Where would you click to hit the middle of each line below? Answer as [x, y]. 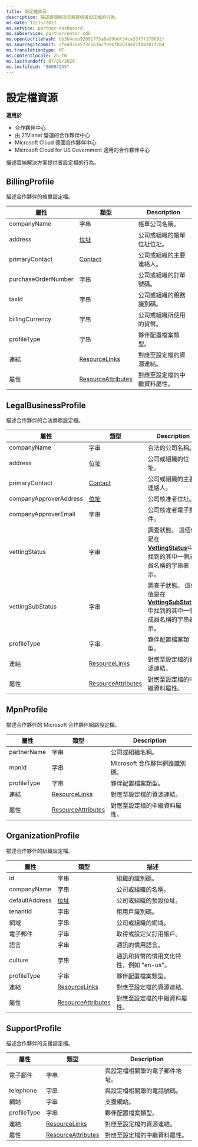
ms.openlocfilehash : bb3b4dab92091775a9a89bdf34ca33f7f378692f [85, 39]
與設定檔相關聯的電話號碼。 [143, 1091]
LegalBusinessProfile [46, 405]
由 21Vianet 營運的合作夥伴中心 [52, 135]
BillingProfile [30, 181]
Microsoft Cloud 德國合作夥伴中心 [56, 143]
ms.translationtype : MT [35, 50]
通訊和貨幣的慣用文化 [146, 956]
